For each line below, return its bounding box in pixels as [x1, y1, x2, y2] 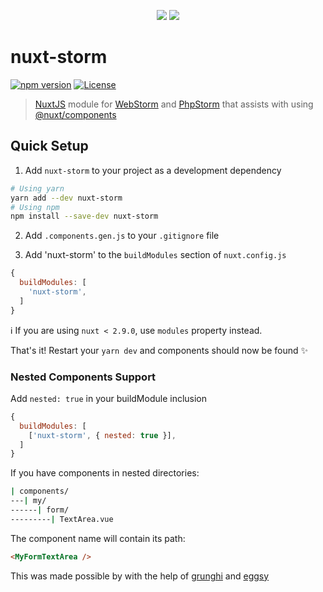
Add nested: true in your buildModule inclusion [10, 392, 208, 404]
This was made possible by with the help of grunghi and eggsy [10, 570, 270, 582]
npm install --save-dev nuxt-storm [10, 211, 159, 222]
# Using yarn [10, 183, 65, 194]
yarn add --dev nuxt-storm [10, 193, 123, 203]
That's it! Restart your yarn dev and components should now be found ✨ [10, 344, 309, 356]
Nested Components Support [10, 370, 157, 384]
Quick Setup [10, 138, 89, 155]
